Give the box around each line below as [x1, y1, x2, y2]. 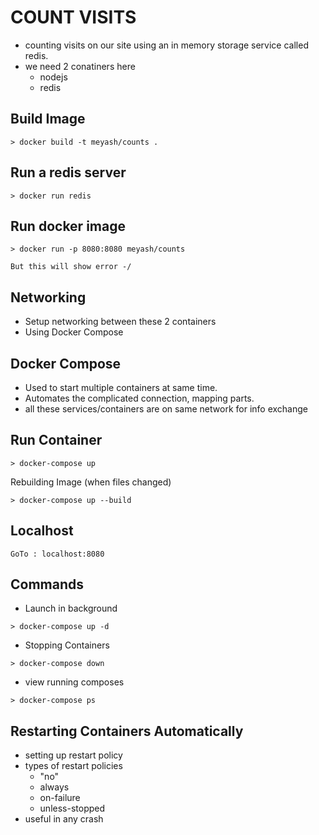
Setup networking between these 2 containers [24, 316, 217, 328]
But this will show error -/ [10, 262, 132, 272]
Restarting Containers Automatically [10, 722, 244, 740]
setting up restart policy [24, 749, 123, 761]
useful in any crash [24, 813, 104, 825]
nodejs [39, 71, 68, 83]
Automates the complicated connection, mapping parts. [24, 392, 255, 404]
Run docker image [10, 217, 126, 235]
